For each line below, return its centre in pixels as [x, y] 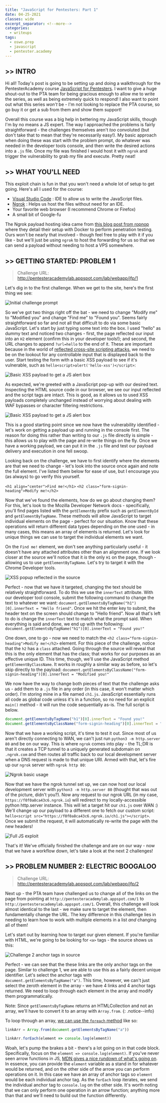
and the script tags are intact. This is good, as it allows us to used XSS [77, 395]
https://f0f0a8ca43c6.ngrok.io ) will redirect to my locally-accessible [76, 800]
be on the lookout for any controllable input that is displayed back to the [78, 354]
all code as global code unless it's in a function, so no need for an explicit [80, 699]
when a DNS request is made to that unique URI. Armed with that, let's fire [81, 759]
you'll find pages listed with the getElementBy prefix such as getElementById [82, 511]
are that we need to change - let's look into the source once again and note [82, 466]
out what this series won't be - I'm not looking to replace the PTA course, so [83, 104]
